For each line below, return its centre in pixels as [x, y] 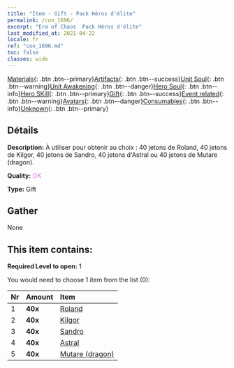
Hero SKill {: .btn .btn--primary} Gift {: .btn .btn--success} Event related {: [122, 93]
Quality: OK [24, 176]
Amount [39, 297]
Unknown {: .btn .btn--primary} [65, 108]
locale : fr [23, 40]
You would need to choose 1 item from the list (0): [79, 280]
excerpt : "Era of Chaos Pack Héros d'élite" [74, 26]
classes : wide [28, 59]
